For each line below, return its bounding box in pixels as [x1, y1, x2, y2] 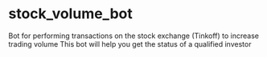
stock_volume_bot [8, 5, 133, 23]
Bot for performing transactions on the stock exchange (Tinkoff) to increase [8, 31, 260, 40]
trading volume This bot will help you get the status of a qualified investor [8, 39, 252, 48]
